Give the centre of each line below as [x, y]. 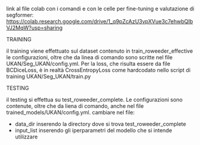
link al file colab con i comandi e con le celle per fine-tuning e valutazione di [100, 9]
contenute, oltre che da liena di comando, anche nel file [75, 106]
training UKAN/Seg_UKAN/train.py [49, 76]
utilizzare [26, 137]
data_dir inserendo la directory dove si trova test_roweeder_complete [100, 124]
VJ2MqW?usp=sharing [35, 28]
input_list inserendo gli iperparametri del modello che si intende [93, 130]
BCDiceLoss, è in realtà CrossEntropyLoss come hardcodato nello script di [98, 70]
